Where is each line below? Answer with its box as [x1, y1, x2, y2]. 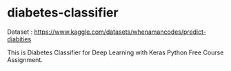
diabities [7, 34, 32, 43]
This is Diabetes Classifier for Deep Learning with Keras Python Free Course [7, 48, 224, 57]
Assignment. [7, 55, 43, 63]
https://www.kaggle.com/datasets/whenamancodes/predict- [34, 28, 207, 36]
